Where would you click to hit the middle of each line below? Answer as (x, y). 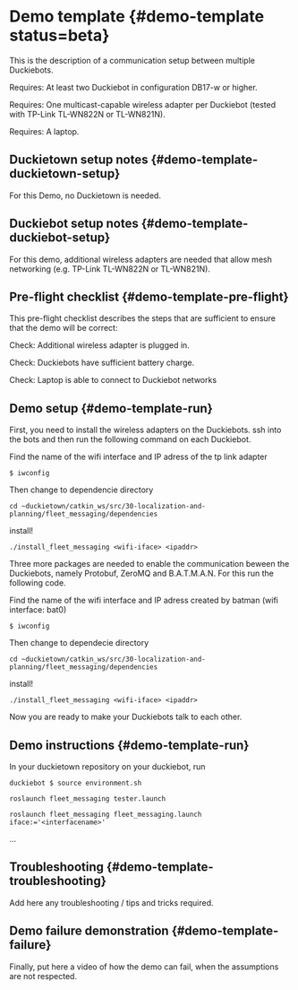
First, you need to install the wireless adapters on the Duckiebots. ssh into (145, 430)
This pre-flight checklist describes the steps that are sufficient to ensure (142, 318)
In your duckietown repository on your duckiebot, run (107, 767)
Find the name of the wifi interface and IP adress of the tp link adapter (139, 457)
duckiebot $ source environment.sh (76, 783)
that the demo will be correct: (64, 328)
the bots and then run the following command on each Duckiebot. (130, 439)
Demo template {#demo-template (137, 17)
